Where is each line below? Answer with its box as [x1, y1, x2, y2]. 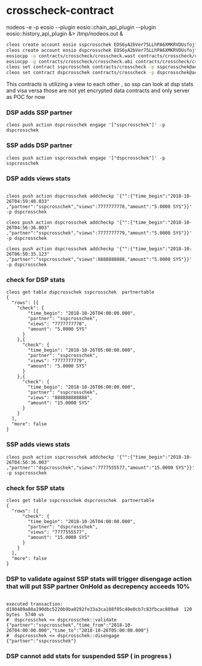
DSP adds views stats [6, 174, 71, 183]
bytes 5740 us [6, 612, 44, 618]
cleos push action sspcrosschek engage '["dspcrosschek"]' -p [6, 155, 165, 161]
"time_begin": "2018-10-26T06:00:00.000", [28, 384, 136, 391]
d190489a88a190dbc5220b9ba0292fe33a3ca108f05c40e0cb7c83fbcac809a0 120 [6, 606, 192, 612]
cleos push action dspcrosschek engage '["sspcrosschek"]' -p [6, 122, 165, 128]
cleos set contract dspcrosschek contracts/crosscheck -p [6, 70, 155, 76]
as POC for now [6, 93, 46, 101]
